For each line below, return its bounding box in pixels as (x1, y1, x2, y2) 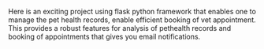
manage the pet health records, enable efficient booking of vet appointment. (8, 15, 256, 24)
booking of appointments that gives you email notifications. (8, 32, 201, 41)
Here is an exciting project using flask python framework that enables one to (8, 7, 256, 16)
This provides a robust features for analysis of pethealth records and (8, 24, 232, 32)
